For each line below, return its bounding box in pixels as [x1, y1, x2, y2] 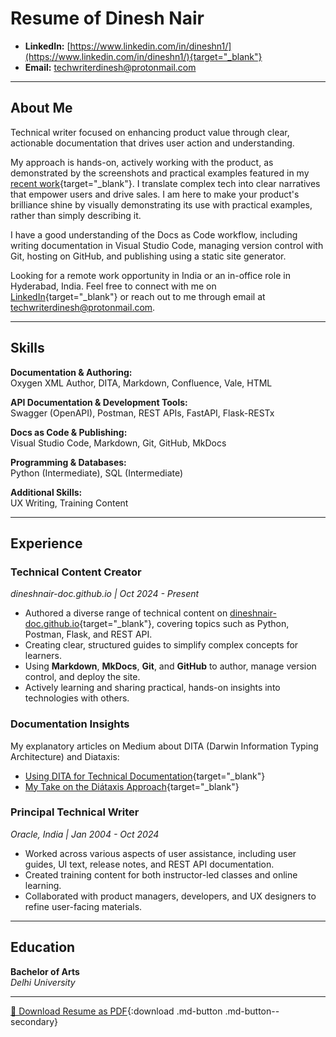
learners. [24, 650, 62, 662]
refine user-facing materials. [24, 900, 143, 912]
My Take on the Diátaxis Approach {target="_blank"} [24, 780, 240, 792]
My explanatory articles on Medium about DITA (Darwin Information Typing [10, 740, 319, 752]
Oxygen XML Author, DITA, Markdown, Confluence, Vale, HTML [10, 377, 273, 389]
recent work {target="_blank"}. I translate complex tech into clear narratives [10, 177, 321, 189]
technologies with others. [24, 692, 130, 704]
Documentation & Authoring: [10, 366, 133, 378]
